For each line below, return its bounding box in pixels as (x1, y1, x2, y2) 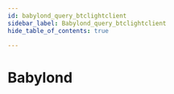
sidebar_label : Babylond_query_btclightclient (7, 19, 167, 27)
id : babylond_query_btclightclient (7, 11, 127, 20)
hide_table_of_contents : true (7, 27, 110, 35)
